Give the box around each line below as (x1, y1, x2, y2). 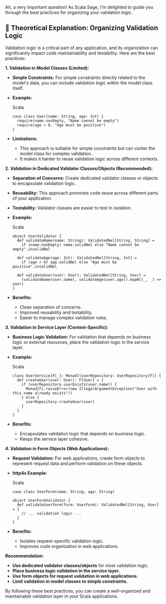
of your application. (12, 195, 53, 201)
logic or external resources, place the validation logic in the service (12, 339, 150, 345)
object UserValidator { (12, 233, 62, 239)
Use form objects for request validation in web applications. (12, 573, 139, 579)
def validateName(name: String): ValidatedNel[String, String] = (17, 238, 155, 243)
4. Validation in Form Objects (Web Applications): (5, 445, 109, 451)
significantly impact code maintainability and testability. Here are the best (5, 50, 155, 56)
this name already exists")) (12, 391, 73, 396)
